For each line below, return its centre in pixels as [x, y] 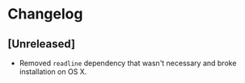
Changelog [45, 14]
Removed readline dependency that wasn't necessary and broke [128, 63]
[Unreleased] [42, 44]
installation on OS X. [53, 72]
